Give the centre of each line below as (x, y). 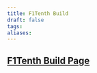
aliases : (19, 33)
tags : (15, 26)
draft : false (26, 20)
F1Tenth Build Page (48, 60)
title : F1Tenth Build (38, 13)
